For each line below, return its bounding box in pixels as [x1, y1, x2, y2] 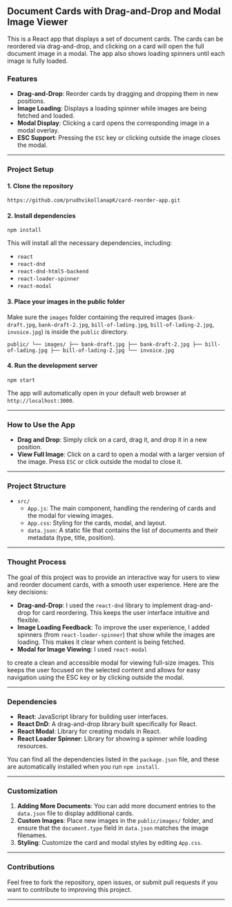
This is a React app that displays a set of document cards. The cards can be [7, 35, 224, 43]
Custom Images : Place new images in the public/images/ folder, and [17, 817, 213, 825]
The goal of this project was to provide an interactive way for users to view [7, 573, 220, 581]
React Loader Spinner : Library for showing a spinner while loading [17, 734, 207, 743]
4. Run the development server [7, 362, 98, 370]
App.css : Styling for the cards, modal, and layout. [27, 519, 167, 527]
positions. [17, 97, 46, 106]
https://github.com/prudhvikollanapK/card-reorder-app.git [7, 197, 181, 204]
